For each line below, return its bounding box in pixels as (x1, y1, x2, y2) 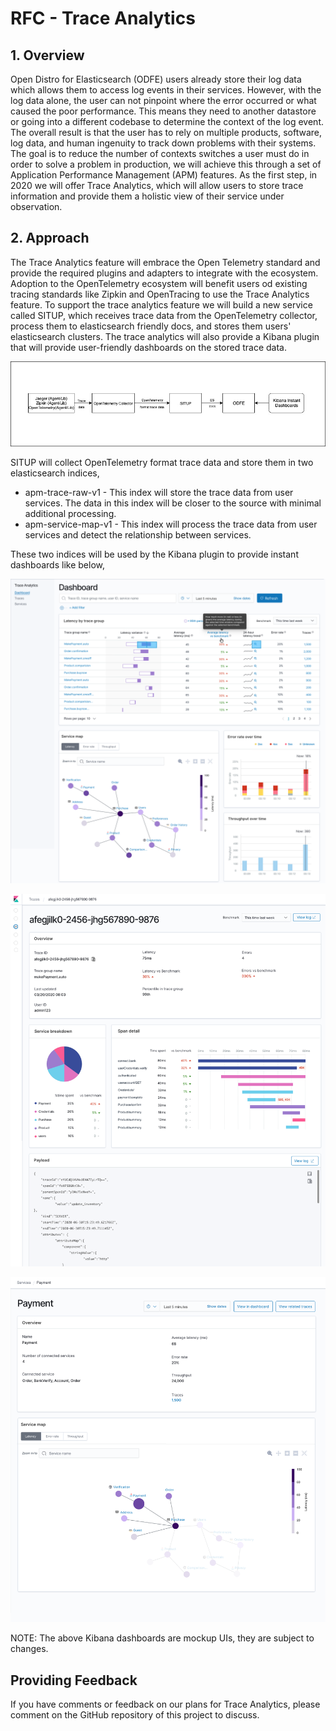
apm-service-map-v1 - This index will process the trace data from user (24, 518, 318, 531)
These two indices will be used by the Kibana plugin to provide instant (10, 548, 299, 561)
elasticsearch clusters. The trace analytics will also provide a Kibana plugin (10, 330, 320, 342)
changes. (10, 1643, 49, 1655)
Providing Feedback (10, 1672, 138, 1689)
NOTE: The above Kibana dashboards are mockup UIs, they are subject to (10, 1632, 315, 1644)
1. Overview (10, 47, 85, 64)
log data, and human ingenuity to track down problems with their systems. (10, 137, 317, 149)
